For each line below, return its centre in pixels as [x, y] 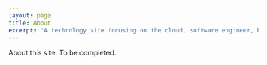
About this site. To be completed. [62, 53]
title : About [30, 23]
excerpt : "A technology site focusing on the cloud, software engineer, [131, 30]
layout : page [30, 15]
